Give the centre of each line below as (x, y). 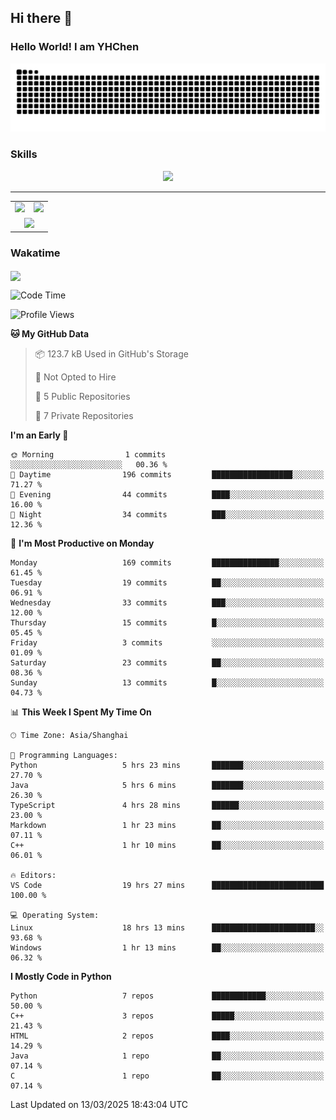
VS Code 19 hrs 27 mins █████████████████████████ (167, 885)
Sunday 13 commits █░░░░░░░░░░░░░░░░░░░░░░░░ (167, 682)
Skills (24, 154)
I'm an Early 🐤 (39, 435)
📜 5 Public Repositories (82, 396)
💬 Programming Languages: (64, 755)
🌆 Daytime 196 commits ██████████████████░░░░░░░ (167, 474)
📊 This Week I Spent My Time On (81, 712)
